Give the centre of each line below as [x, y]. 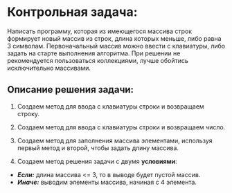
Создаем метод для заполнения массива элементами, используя [115, 140]
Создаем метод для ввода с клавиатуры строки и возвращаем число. [121, 127]
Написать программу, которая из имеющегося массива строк [100, 31]
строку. [28, 113]
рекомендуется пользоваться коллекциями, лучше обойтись [98, 60]
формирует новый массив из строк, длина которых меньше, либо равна [114, 38]
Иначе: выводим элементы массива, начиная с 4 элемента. [107, 182]
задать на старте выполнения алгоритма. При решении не [94, 53]
